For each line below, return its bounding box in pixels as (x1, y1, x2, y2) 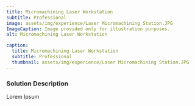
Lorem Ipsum (6, 93, 40, 100)
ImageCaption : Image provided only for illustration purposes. (6, 25, 171, 32)
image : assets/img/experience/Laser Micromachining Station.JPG (6, 20, 173, 26)
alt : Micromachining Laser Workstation (6, 31, 108, 38)
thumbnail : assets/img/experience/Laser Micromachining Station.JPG (12, 59, 190, 65)
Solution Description (6, 79, 69, 88)
